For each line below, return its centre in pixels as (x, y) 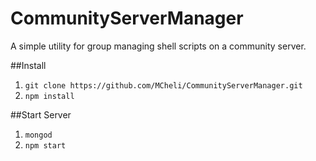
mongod (38, 135)
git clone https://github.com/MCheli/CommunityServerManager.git (163, 85)
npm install (49, 96)
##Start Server (41, 114)
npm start (45, 145)
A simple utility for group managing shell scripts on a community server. (158, 46)
